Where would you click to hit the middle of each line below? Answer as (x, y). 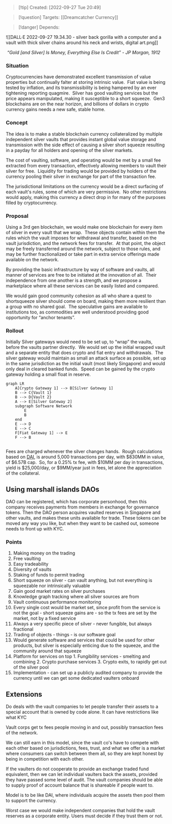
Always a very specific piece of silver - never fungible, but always (82, 624)
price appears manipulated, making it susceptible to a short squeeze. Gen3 (85, 99)
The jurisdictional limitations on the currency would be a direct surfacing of (85, 186)
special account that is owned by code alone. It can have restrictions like (82, 712)
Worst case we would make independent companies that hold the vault (80, 811)
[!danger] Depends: (39, 27)
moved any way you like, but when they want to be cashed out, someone (82, 523)
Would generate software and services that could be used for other (84, 640)
